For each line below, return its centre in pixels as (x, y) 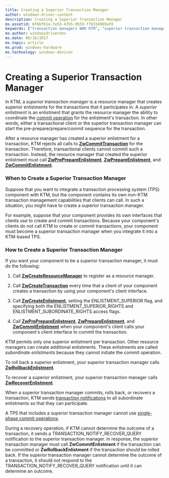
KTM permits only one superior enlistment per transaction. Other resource (82, 342)
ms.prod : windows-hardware (33, 47)
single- (145, 413)
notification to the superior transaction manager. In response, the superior (82, 439)
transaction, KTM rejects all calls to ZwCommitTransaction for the (74, 144)
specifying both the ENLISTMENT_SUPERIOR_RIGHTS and (73, 306)
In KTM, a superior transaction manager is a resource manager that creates (83, 102)
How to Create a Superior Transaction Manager (64, 249)
